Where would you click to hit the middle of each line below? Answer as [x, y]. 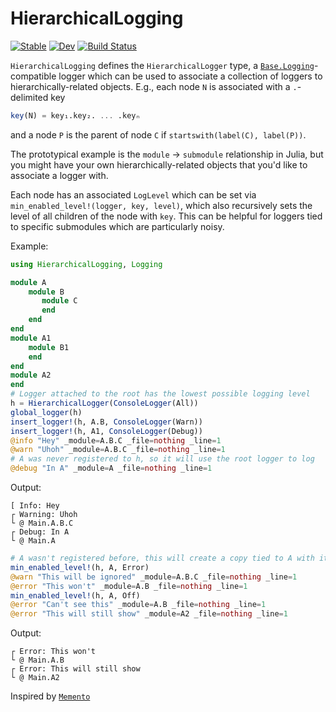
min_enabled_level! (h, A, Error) [80, 567]
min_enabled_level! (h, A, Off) [75, 595]
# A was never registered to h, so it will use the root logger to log [162, 459]
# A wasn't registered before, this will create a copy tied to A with [162, 558]
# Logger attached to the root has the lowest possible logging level [160, 394]
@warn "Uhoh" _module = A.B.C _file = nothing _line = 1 [118, 450]
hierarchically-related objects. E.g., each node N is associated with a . [154, 86]
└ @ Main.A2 [35, 678]
